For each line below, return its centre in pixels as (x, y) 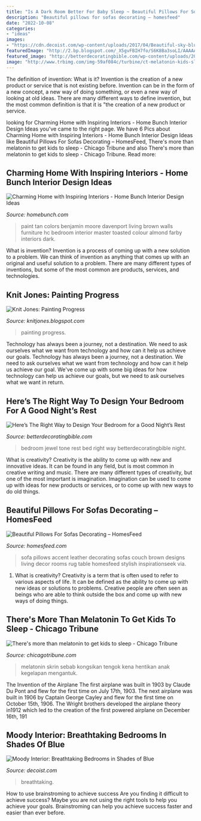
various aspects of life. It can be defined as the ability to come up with (101, 581)
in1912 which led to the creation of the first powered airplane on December (98, 710)
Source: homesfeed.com (36, 546)
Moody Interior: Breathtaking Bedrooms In (86, 735)
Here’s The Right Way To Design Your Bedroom (95, 401)
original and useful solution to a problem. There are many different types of (99, 263)
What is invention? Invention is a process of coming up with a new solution (98, 251)
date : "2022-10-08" (31, 23)
